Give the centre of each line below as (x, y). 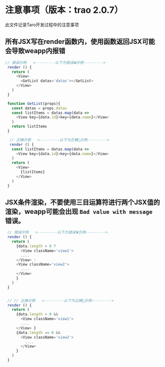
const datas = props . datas (39, 108)
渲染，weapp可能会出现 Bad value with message (79, 212)
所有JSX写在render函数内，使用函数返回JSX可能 (80, 42)
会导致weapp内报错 (35, 51)
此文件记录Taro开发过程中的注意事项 (42, 25)
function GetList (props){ (34, 103)
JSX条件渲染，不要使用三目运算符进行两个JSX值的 (82, 202)
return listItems (30, 127)
